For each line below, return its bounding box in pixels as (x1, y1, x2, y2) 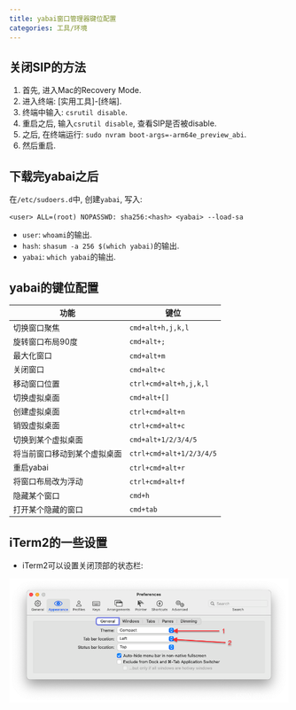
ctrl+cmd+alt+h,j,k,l (129, 379, 210, 389)
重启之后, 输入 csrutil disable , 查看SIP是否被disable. (21, 118, 217, 129)
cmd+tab (129, 505, 158, 514)
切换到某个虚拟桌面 (12, 434, 83, 445)
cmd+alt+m (129, 351, 166, 361)
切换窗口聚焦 (12, 322, 60, 332)
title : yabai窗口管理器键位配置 (9, 14, 117, 23)
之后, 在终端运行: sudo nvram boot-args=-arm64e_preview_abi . (21, 129, 247, 140)
